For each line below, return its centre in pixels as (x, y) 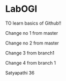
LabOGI (21, 9)
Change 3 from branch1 (30, 53)
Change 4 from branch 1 (31, 63)
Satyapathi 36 (20, 73)
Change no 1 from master (32, 33)
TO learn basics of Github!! (34, 23)
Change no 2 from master (32, 43)
